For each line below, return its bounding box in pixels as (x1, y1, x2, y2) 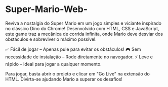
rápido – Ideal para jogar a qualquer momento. (5, 61, 102, 67)
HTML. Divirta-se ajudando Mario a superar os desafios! (5, 76, 123, 82)
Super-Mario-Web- (5, 4, 88, 15)
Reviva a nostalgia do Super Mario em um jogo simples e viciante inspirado (5, 20, 162, 26)
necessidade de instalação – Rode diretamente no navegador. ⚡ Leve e (5, 54, 153, 60)
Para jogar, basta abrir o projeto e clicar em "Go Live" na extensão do (5, 70, 150, 76)
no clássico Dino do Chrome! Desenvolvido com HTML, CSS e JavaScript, (5, 25, 159, 31)
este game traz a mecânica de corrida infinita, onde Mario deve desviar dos (5, 31, 163, 37)
